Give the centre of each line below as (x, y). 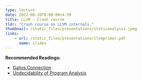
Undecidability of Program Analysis (49, 73)
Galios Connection (32, 67)
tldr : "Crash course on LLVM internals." (50, 24)
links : (12, 34)
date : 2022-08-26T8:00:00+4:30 (38, 15)
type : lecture (20, 10)
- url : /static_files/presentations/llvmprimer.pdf (70, 39)
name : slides (32, 43)
